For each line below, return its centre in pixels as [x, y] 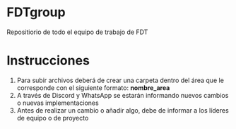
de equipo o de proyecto [53, 118]
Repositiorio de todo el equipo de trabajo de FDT [77, 32]
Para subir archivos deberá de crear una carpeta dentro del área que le [120, 80]
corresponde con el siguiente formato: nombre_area [93, 88]
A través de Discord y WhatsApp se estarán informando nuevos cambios [123, 95]
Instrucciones [48, 61]
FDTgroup [36, 12]
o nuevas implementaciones [58, 103]
